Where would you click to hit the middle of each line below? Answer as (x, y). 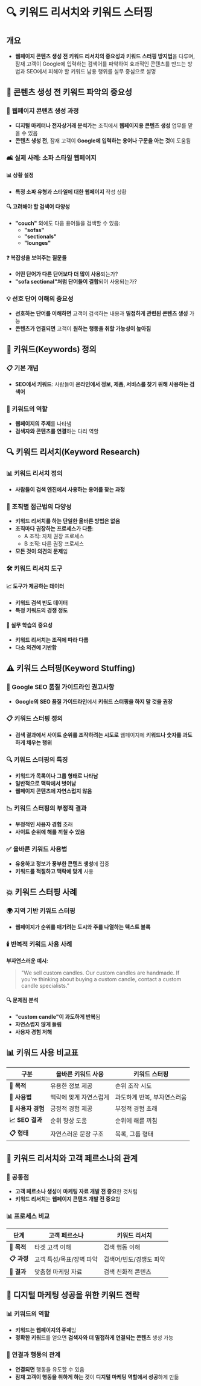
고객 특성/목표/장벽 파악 (66, 1259)
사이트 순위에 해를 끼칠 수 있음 (50, 832)
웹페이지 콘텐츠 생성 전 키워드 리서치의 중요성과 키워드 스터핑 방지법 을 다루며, (105, 56)
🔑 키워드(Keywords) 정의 (51, 349)
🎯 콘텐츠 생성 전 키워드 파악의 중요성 (69, 92)
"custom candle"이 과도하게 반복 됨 (58, 1016)
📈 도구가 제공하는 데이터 (35, 586)
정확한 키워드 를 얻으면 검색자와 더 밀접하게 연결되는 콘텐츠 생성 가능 (94, 1338)
